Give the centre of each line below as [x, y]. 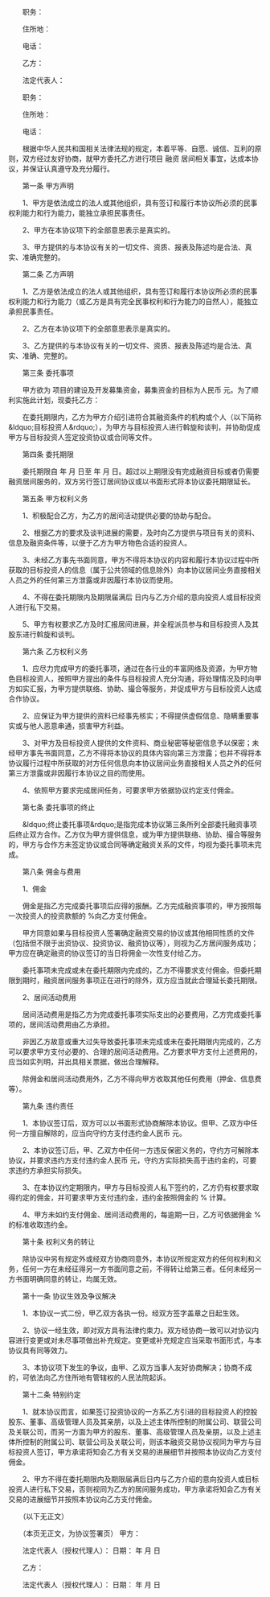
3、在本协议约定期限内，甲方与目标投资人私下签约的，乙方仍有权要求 [137, 1187]
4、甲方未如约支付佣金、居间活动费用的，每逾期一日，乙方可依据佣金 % [141, 1214]
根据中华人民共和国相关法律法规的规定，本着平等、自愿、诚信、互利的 [138, 148]
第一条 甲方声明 [48, 186]
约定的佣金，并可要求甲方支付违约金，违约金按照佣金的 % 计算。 [123, 1198]
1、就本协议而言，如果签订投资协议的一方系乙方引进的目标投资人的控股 [140, 1412]
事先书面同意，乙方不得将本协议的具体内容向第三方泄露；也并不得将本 [145, 753]
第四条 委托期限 [48, 454]
